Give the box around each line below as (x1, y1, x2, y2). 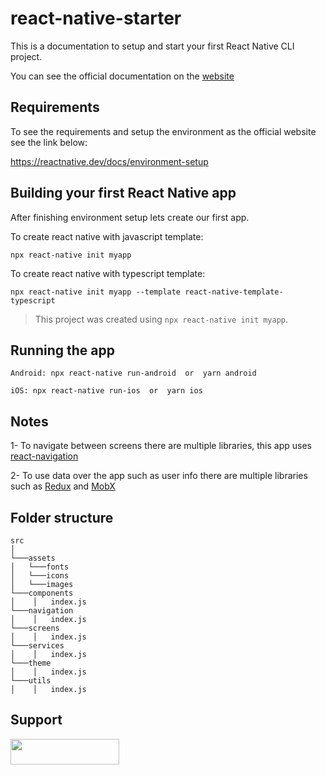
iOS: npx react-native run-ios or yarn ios (10, 386, 203, 396)
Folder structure (10, 509, 114, 526)
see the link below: (10, 136, 88, 148)
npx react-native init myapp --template (10, 287, 182, 297)
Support (10, 712, 63, 729)
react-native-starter (10, 7, 182, 30)
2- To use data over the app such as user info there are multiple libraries (10, 470, 308, 482)
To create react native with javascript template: (10, 230, 204, 242)
